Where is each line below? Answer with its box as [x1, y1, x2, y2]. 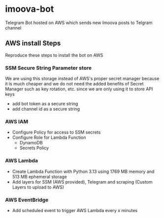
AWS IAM [5, 118, 29, 125]
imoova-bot [5, 3, 54, 15]
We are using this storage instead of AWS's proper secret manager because [5, 76, 160, 82]
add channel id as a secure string [12, 106, 80, 112]
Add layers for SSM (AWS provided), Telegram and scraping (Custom [12, 179, 153, 185]
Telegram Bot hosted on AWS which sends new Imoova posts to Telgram [5, 20, 153, 26]
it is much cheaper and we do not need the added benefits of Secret [5, 81, 144, 87]
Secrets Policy [19, 145, 49, 151]
